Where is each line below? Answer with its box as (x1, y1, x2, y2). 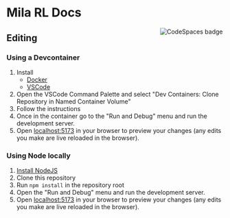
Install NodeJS (16, 167, 58, 175)
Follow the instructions (16, 104, 81, 112)
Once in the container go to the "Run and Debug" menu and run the (16, 112, 207, 120)
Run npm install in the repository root (16, 181, 125, 189)
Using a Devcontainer (6, 53, 80, 62)
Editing (6, 32, 38, 44)
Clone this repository (16, 173, 76, 182)
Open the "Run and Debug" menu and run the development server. (16, 189, 205, 197)
